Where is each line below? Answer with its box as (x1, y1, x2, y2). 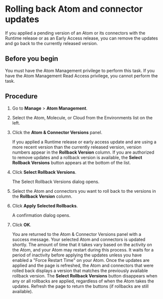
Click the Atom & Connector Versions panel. (12, 129, 102, 135)
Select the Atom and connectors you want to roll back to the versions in (12, 188, 156, 194)
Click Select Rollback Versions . (12, 169, 77, 175)
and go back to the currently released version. (5, 40, 98, 46)
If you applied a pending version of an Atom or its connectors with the (5, 30, 145, 36)
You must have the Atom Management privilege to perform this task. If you (5, 68, 155, 73)
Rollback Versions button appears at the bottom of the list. (12, 160, 131, 165)
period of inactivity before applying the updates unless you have (12, 252, 142, 258)
